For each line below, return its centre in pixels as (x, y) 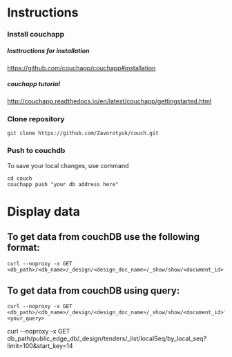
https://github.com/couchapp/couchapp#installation (81, 68)
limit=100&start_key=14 (40, 346)
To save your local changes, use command (68, 165)
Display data (44, 211)
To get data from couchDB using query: (94, 291)
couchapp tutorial (33, 83)
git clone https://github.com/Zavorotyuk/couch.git (83, 133)
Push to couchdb (36, 151)
